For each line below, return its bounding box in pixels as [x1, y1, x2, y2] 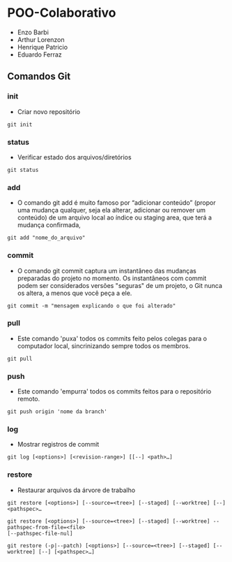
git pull [7, 355, 33, 362]
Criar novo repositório [17, 107, 81, 116]
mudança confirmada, [17, 221, 82, 229]
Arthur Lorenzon [17, 35, 65, 43]
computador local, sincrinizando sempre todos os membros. [17, 341, 190, 350]
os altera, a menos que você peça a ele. [17, 289, 132, 297]
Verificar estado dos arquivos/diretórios [17, 152, 132, 161]
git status [7, 166, 39, 173]
